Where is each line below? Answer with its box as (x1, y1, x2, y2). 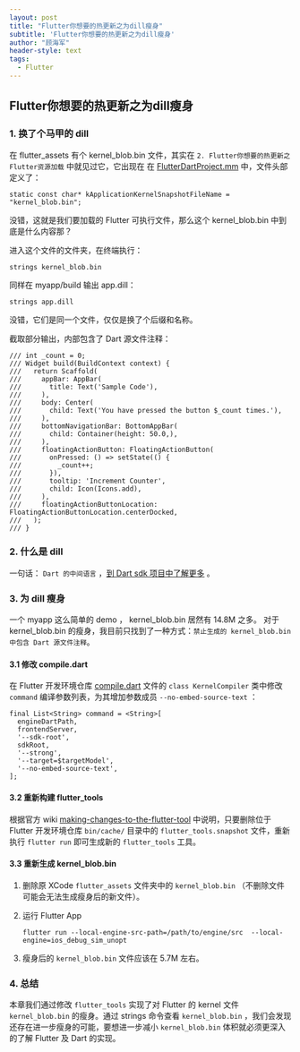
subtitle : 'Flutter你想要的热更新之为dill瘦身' (9, 30, 176, 38)
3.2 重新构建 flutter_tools (9, 791, 104, 802)
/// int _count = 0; (9, 351, 87, 360)
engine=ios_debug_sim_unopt (21, 936, 127, 945)
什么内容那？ (24, 226, 73, 236)
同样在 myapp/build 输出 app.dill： (9, 279, 136, 290)
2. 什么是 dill (9, 545, 64, 558)
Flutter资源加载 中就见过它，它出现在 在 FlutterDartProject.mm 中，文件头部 (9, 160, 288, 171)
